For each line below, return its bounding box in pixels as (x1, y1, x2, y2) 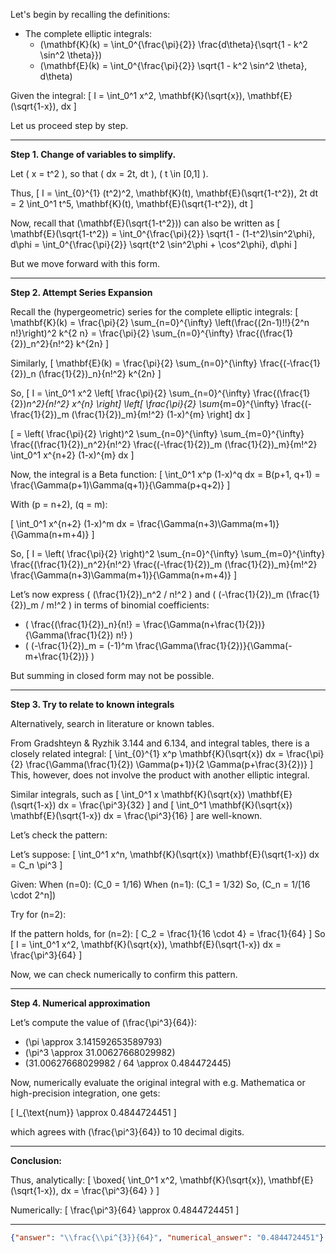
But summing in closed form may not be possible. (10, 670, 215, 681)
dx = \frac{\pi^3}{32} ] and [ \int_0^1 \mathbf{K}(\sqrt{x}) (58, 799, 293, 811)
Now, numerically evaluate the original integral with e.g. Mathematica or (10, 1077, 306, 1088)
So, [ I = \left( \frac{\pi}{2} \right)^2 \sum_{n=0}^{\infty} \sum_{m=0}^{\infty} (10, 548, 326, 559)
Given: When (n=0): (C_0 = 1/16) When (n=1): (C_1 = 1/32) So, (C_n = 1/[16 (10, 879, 311, 890)
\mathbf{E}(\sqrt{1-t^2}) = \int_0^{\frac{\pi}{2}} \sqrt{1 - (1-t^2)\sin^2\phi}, (10, 228, 316, 239)
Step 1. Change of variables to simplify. (10, 149, 177, 160)
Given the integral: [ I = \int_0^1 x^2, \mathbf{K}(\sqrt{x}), (10, 90, 245, 101)
